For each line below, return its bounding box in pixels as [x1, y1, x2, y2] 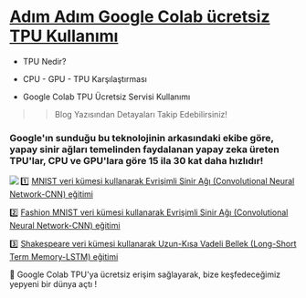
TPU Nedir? [22, 56, 67, 67]
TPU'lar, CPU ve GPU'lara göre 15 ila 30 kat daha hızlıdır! [9, 154, 264, 167]
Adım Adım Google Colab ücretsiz [9, 6, 270, 27]
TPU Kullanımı [9, 26, 119, 46]
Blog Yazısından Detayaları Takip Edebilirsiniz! [54, 108, 228, 119]
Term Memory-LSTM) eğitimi [9, 252, 119, 262]
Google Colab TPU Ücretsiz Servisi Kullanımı [22, 91, 191, 102]
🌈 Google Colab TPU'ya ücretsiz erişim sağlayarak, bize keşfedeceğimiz [9, 269, 281, 280]
